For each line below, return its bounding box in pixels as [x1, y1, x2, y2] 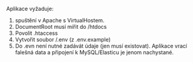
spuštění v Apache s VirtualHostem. [15, 17, 105, 23]
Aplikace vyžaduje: [6, 5, 54, 12]
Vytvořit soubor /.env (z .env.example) [15, 36, 111, 43]
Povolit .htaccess [15, 29, 58, 37]
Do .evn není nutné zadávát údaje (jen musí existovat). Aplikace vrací [15, 42, 188, 49]
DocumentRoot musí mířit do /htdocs [15, 23, 107, 30]
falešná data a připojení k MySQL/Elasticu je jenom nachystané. [15, 49, 174, 56]
